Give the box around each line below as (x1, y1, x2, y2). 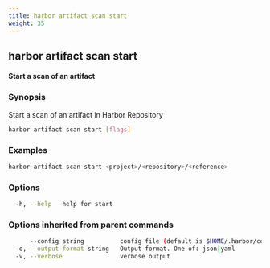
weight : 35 (8, 19, 45, 27)
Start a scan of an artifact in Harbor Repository (8, 109, 163, 119)
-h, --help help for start (15, 200, 113, 208)
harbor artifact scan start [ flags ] (8, 126, 131, 134)
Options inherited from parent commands (8, 219, 174, 230)
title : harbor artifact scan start (8, 11, 128, 20)
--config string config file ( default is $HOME (29, 237, 225, 245)
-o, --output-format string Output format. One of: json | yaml (15, 245, 235, 254)
